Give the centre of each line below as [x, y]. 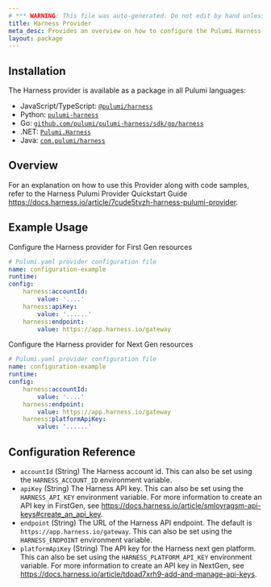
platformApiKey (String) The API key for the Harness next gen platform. [138, 548]
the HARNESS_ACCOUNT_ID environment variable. [96, 480]
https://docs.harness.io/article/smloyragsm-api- [181, 506]
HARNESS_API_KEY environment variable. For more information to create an [141, 497]
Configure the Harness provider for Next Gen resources [101, 344]
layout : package [35, 38]
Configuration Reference [72, 452]
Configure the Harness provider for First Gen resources [100, 247]
